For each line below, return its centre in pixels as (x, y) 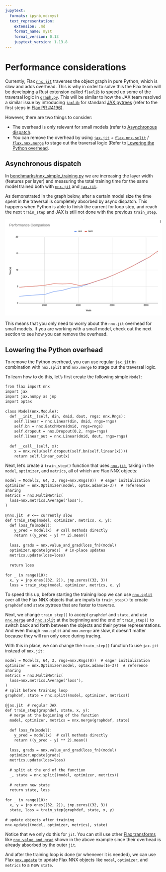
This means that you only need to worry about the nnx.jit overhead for (79, 323)
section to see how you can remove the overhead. (56, 334)
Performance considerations (66, 68)
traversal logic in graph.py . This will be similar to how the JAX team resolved (83, 97)
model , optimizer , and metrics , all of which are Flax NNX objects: (71, 471)
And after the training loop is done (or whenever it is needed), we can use (81, 854)
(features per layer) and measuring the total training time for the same (77, 181)
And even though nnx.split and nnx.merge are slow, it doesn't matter (76, 631)
